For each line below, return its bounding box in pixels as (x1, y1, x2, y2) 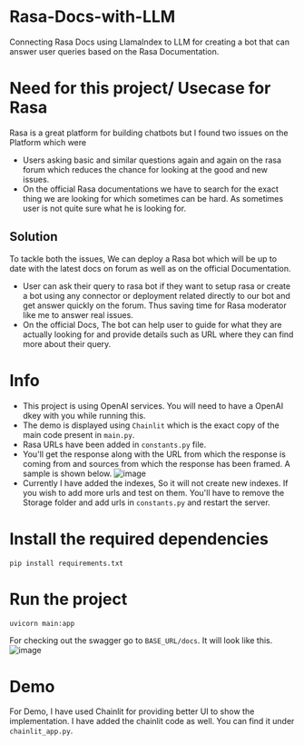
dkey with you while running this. (22, 410, 146, 421)
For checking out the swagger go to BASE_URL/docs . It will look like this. (9, 634, 273, 646)
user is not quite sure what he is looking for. (22, 203, 187, 214)
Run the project (9, 589, 128, 610)
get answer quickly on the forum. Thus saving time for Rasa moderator (22, 300, 288, 311)
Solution (9, 229, 58, 244)
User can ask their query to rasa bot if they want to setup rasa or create (22, 280, 291, 292)
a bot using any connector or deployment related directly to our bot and (22, 290, 290, 301)
